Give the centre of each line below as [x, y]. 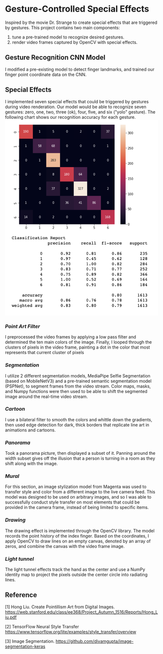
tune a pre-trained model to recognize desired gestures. [68, 37]
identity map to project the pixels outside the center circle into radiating [76, 575]
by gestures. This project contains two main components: [63, 27]
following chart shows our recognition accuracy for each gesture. [70, 117]
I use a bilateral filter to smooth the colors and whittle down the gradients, [79, 419]
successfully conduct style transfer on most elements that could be [72, 502]
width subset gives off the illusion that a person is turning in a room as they [80, 458]
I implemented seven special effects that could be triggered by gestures [77, 101]
